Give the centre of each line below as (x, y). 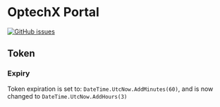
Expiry (19, 73)
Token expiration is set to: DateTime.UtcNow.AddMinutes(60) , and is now (110, 89)
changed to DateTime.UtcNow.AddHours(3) (67, 96)
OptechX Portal (54, 12)
